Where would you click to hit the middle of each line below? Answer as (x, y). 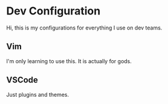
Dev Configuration (53, 11)
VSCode (22, 80)
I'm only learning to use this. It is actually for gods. (69, 61)
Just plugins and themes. (38, 94)
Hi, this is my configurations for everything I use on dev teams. (84, 28)
